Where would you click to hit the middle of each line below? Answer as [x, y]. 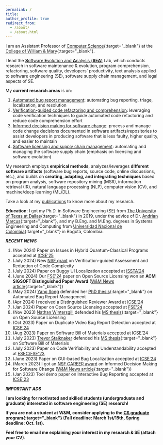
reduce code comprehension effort [48, 120]
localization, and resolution [40, 105]
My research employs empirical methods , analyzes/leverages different [77, 166]
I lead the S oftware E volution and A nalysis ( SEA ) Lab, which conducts [75, 60]
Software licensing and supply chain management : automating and [79, 146]
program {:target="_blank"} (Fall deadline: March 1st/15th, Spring [73, 418]
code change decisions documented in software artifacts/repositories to [85, 131]
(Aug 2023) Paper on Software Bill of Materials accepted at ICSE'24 [80, 333]
